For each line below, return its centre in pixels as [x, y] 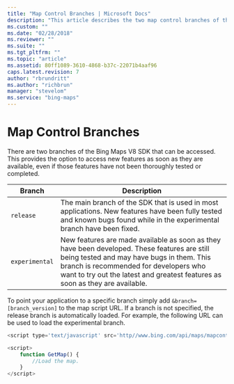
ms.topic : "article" [37, 59]
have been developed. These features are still [135, 248]
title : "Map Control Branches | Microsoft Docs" [79, 14]
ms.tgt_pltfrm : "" [34, 53]
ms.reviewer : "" [31, 40]
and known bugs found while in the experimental [140, 220]
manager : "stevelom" [37, 91]
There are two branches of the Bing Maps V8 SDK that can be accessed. [111, 151]
